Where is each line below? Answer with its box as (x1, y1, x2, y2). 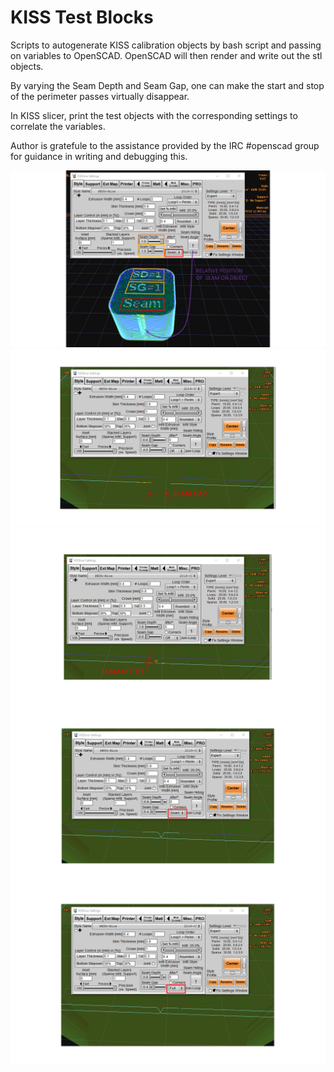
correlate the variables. (10, 120, 106, 132)
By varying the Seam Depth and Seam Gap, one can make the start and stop (10, 79, 325, 91)
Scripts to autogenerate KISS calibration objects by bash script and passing (10, 39, 322, 51)
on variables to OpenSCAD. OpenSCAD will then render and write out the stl (10, 49, 323, 61)
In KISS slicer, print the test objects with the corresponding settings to (10, 109, 298, 121)
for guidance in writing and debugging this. (10, 150, 188, 162)
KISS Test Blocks (10, 6, 154, 29)
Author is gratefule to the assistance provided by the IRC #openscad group (10, 139, 320, 151)
